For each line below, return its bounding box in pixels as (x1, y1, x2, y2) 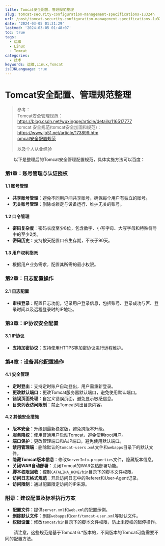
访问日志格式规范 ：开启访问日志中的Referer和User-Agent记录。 (12, 475, 141, 481)
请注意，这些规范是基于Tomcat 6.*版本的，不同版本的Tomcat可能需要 (13, 530, 155, 536)
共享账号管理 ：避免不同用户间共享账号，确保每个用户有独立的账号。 (12, 195, 150, 201)
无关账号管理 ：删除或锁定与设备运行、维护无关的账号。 (12, 201, 124, 207)
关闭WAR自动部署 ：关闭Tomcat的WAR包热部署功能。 (12, 463, 121, 469)
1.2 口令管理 (5, 213, 29, 219)
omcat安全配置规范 (17, 135, 56, 141)
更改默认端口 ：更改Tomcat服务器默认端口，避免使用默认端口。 (12, 389, 139, 395)
